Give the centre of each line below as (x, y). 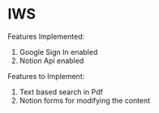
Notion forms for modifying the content (85, 100)
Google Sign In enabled (58, 52)
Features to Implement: (46, 76)
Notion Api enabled (52, 61)
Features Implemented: (46, 36)
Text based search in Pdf (61, 92)
